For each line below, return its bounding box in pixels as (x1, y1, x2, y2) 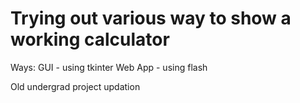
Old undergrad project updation (10, 80, 141, 92)
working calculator (10, 28, 170, 51)
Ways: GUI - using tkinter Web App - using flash (10, 61, 208, 73)
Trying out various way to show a (10, 7, 292, 30)
